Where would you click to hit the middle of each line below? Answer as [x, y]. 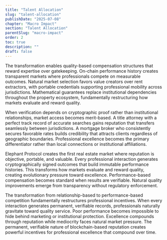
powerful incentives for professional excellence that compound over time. [81, 232]
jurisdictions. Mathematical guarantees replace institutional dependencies [81, 92]
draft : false [19, 51]
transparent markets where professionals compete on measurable [73, 76]
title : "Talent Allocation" [34, 10]
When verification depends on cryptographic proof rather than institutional [82, 112]
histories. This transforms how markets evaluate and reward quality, [75, 169]
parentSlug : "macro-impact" [34, 33]
